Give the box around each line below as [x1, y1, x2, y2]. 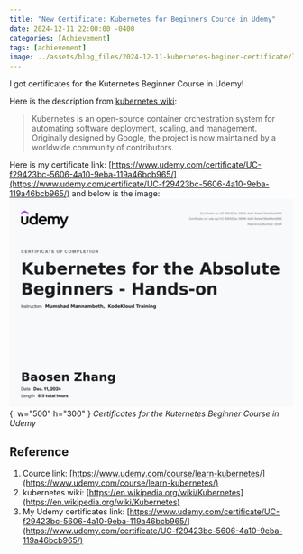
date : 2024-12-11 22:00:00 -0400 [9, 23, 135, 33]
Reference [9, 444, 69, 459]
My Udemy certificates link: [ [22, 506, 131, 517]
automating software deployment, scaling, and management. [31, 123, 258, 134]
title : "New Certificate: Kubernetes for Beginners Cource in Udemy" [9, 14, 277, 23]
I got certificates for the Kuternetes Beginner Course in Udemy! [9, 78, 244, 89]
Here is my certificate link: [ [9, 159, 112, 170]
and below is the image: [71, 188, 161, 199]
